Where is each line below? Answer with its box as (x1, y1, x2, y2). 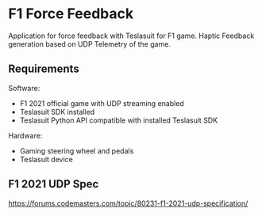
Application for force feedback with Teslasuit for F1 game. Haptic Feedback (8, 31, 255, 40)
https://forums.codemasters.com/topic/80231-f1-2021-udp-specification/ (8, 199, 249, 208)
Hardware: (8, 131, 43, 140)
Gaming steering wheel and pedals (19, 146, 134, 155)
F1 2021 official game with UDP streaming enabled (19, 98, 184, 108)
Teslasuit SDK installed (19, 107, 95, 116)
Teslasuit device (19, 154, 73, 164)
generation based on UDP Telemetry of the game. (8, 39, 171, 48)
